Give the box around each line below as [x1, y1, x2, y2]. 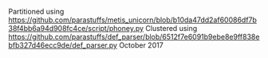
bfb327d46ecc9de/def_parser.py [8, 41, 118, 50]
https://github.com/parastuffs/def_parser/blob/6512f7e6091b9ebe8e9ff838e [8, 32, 260, 41]
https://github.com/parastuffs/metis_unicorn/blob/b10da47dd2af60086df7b [8, 15, 258, 25]
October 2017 [119, 41, 164, 50]
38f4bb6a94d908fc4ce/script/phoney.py [8, 24, 144, 33]
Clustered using [145, 24, 198, 33]
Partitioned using [8, 7, 65, 16]
